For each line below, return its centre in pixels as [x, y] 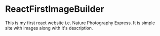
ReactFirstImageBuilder [55, 9]
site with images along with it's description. [49, 28]
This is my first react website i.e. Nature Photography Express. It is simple [80, 23]
